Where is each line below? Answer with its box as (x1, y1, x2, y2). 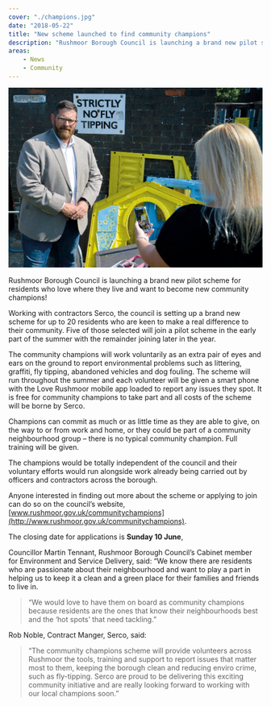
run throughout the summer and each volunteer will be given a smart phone (8, 376, 260, 385)
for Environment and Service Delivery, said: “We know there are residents (8, 556, 252, 566)
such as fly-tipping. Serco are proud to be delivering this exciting (27, 671, 244, 681)
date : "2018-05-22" (8, 21, 74, 30)
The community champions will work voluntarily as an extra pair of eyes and (8, 350, 262, 359)
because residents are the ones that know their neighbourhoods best (27, 606, 258, 616)
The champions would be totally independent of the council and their (8, 458, 238, 467)
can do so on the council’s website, (8, 500, 126, 509)
